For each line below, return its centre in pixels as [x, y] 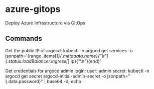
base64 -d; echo [64, 81]
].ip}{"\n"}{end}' [84, 61]
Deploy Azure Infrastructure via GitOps [45, 23]
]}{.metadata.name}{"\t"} [83, 56]
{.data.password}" [24, 81]
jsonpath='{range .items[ [31, 56]
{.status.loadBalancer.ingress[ [37, 61]
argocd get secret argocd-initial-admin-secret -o [56, 76]
